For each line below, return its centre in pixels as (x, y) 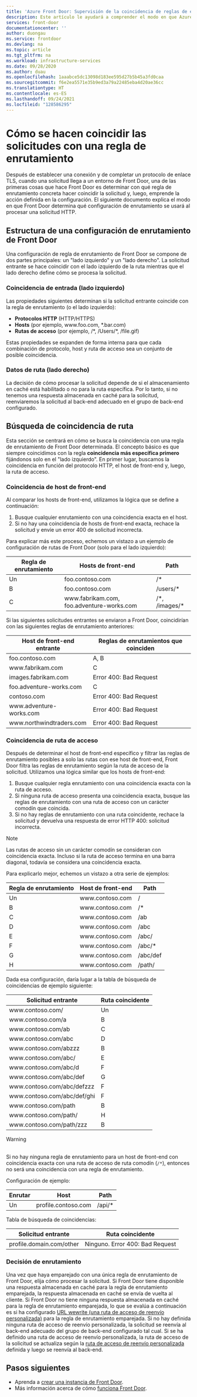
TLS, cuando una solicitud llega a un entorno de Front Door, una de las (91, 181)
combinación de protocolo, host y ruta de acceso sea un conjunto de (89, 349)
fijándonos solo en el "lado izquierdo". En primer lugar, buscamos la (88, 459)
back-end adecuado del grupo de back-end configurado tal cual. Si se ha (95, 1331)
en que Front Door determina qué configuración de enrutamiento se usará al (98, 206)
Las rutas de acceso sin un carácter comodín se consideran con (84, 850)
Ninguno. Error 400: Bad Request (130, 1244)
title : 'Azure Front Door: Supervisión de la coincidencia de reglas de (97, 11)
